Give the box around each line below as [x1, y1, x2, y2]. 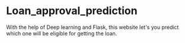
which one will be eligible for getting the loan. [6, 29, 117, 37]
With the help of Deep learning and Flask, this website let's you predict [6, 24, 179, 31]
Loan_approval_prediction [6, 4, 138, 18]
